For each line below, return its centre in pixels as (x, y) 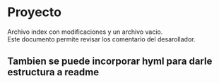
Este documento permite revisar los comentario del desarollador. (101, 39)
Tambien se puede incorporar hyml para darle (110, 62)
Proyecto (35, 12)
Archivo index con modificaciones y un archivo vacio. (85, 32)
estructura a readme (53, 72)
